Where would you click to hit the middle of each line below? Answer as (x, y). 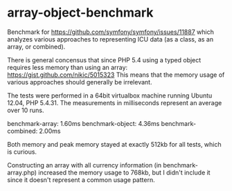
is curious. (22, 152)
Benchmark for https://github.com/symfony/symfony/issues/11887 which (111, 32)
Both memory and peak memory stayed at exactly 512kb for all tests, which (114, 144)
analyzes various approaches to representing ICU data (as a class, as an (110, 39)
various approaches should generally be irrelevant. (80, 82)
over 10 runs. (26, 110)
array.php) (22, 172)
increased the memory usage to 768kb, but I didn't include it (124, 172)
